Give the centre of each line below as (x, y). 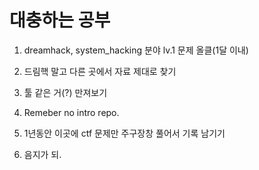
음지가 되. (42, 154)
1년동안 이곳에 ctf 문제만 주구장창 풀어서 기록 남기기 (124, 133)
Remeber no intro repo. (71, 112)
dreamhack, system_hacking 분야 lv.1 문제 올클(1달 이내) (136, 50)
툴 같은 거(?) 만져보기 (65, 92)
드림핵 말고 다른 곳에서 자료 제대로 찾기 (100, 71)
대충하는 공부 (60, 20)
